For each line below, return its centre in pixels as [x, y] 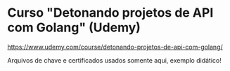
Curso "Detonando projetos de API [110, 13]
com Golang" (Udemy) [74, 27]
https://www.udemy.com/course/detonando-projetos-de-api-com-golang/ [115, 47]
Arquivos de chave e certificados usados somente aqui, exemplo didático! [114, 60]
